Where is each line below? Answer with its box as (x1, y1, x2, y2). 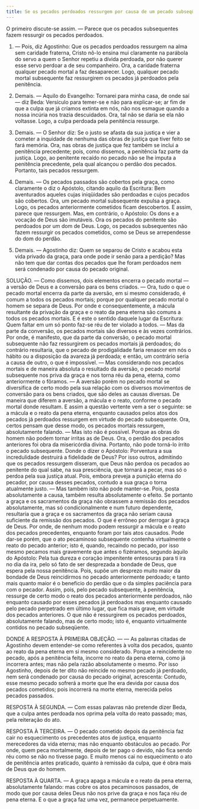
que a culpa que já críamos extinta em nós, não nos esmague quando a (14, 104, 190, 112)
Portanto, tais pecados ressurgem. (14, 167, 99, 174)
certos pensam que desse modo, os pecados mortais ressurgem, (6, 422, 165, 429)
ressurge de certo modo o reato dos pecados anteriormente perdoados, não (6, 592, 192, 599)
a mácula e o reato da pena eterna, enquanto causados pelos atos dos (6, 409, 178, 416)
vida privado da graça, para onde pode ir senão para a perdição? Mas (14, 253, 185, 260)
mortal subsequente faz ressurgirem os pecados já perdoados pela (14, 74, 179, 81)
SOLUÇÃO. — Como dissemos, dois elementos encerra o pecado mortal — (6, 277, 189, 284)
